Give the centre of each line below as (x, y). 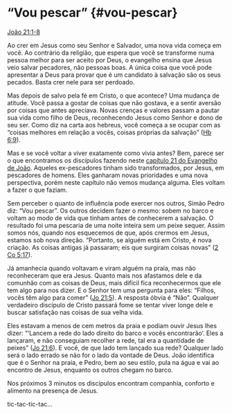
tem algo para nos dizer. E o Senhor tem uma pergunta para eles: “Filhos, (111, 290)
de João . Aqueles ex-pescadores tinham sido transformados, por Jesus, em (116, 168)
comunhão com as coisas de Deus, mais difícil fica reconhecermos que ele (114, 282)
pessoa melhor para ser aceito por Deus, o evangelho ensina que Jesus (110, 60)
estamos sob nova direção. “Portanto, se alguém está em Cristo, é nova (110, 240)
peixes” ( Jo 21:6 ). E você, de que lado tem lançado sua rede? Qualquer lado (115, 348)
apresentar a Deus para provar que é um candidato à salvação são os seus (114, 75)
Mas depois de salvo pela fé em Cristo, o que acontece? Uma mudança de (114, 96)
